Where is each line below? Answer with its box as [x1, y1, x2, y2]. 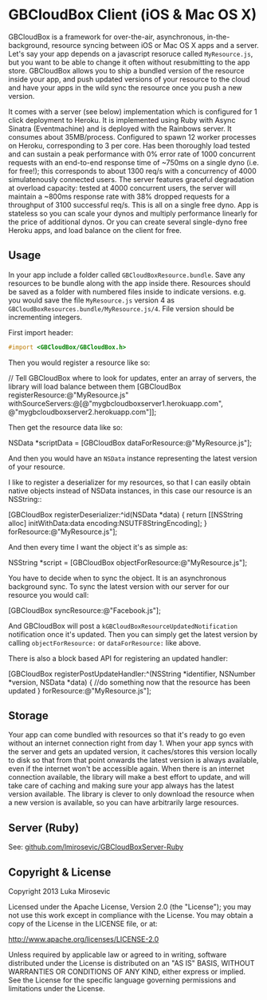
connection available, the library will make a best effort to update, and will [8, 773, 250, 782]
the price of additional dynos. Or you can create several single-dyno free [8, 217, 248, 227]
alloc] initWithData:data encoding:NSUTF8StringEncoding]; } [8, 518, 207, 528]
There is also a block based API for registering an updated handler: [8, 653, 229, 663]
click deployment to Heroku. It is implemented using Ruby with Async [8, 115, 236, 125]
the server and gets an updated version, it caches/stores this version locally [8, 747, 257, 757]
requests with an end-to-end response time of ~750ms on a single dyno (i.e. [8, 157, 259, 167]
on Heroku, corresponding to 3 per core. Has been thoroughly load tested [8, 140, 251, 150]
